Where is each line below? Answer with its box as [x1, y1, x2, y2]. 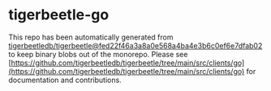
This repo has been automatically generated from [8, 32, 174, 42]
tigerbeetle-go [8, 6, 110, 24]
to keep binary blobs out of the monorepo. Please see [8, 49, 188, 59]
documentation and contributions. [8, 75, 122, 85]
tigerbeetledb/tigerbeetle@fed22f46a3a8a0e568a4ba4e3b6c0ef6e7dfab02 [8, 40, 263, 50]
